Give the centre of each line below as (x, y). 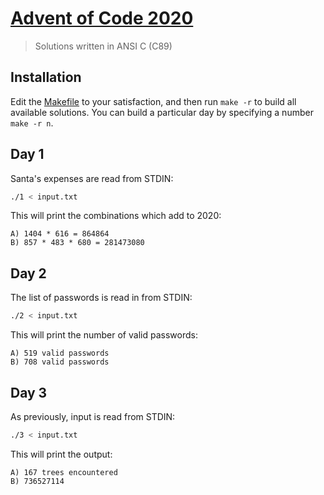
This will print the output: (61, 454)
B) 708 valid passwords (60, 362)
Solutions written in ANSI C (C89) (103, 46)
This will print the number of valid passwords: (104, 335)
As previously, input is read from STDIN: (93, 416)
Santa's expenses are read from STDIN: (92, 178)
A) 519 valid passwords (60, 353)
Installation (46, 77)
